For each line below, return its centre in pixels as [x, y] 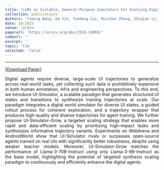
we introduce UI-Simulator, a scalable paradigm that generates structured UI [82, 94]
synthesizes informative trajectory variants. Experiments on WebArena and [82, 131]
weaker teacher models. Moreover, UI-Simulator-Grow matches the [82, 146]
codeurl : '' [17, 37]
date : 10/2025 [20, 23]
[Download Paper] [23, 69]
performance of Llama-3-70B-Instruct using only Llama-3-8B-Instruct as [82, 151]
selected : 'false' [24, 50]
